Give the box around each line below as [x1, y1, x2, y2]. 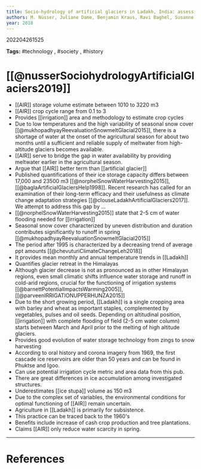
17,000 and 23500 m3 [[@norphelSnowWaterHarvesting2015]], [14, 178, 170, 185]
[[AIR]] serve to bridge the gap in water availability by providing [14, 152, 172, 159]
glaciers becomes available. [35, 146, 103, 153]
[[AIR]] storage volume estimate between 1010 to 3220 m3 [14, 101, 159, 108]
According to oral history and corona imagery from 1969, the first [14, 349, 175, 357]
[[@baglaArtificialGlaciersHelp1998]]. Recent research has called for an [14, 184, 191, 191]
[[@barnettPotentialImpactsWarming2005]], [14, 285, 124, 293]
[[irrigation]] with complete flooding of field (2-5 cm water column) [14, 318, 180, 325]
